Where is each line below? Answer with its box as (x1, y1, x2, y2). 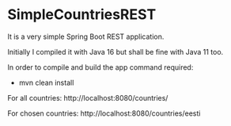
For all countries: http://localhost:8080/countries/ (7, 93, 169, 102)
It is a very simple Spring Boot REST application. (7, 32, 165, 41)
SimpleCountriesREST (7, 6, 157, 24)
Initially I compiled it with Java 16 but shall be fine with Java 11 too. (7, 47, 224, 56)
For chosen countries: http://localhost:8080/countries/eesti (7, 109, 201, 118)
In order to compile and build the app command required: (7, 62, 194, 72)
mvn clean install (18, 78, 74, 87)
